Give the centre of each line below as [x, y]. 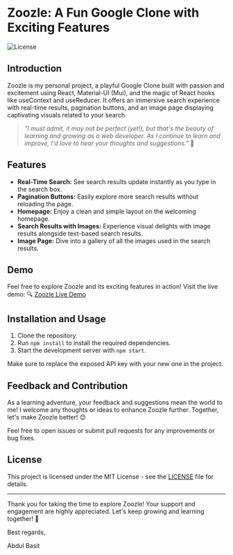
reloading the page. [45, 204]
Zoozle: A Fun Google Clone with [103, 13]
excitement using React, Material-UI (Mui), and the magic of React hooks [111, 92]
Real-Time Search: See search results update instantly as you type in [116, 181]
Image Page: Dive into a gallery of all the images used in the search [114, 240]
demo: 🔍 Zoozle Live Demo [47, 295]
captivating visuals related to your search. [67, 115]
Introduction [35, 68]
